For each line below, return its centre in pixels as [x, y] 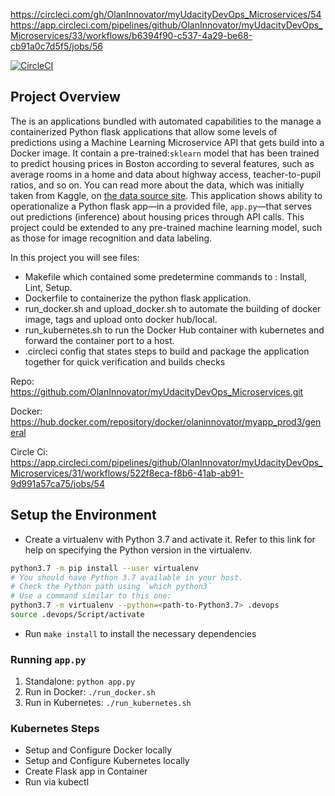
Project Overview [65, 97]
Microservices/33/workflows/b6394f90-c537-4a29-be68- [131, 35]
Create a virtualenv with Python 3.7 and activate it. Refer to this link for [170, 539]
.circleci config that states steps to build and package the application [167, 351]
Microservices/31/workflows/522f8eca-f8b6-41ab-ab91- [127, 473]
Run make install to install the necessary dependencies [140, 633]
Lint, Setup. [48, 287]
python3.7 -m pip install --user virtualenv [104, 568]
